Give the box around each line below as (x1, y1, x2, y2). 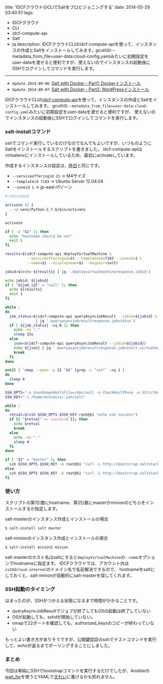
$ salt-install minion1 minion (5, 545, 68, 550)
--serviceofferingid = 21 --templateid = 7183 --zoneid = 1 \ (26, 256, 142, 261)
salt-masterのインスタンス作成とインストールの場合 (5, 516, 109, 522)
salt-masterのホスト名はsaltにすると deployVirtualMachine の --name (5, 554, 138, 560)
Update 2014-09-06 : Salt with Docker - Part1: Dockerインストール (12, 81, 141, 86)
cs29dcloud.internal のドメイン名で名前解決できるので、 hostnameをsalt (5, 566, 151, 572)
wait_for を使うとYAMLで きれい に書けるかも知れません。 (5, 674, 118, 680)
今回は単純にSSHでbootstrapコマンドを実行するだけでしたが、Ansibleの (5, 668, 150, 674)
